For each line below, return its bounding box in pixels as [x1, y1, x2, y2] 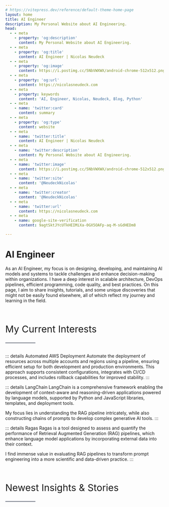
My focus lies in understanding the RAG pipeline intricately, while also [5, 410, 150, 416]
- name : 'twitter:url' [14, 204, 62, 209]
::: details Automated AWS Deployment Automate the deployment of [5, 353, 146, 359]
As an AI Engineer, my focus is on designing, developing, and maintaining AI [5, 265, 162, 271]
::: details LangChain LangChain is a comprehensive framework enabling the [5, 384, 163, 390]
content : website [18, 124, 55, 129]
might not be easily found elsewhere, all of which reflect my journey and [5, 292, 155, 298]
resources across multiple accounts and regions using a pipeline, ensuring [5, 358, 159, 364]
